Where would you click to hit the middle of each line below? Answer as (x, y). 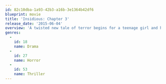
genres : (13, 33)
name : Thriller (30, 74)
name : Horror (27, 60)
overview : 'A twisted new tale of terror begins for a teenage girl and (82, 28)
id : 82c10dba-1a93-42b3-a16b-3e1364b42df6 (49, 10)
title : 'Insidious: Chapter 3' (37, 19)
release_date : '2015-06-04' (34, 23)
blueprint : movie (23, 14)
